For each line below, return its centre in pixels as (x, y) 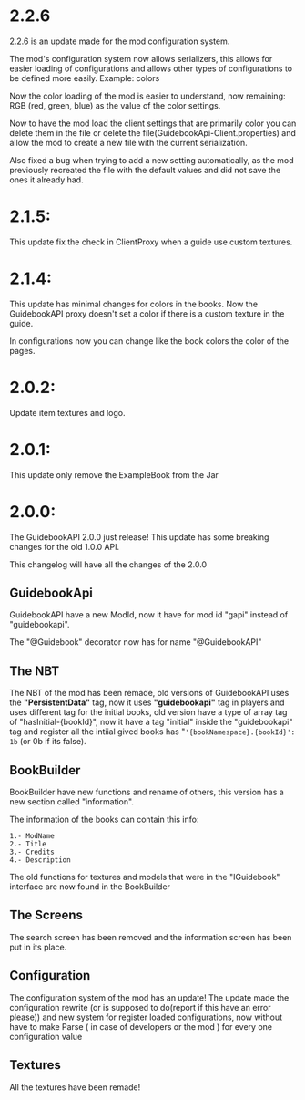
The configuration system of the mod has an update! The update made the (149, 997)
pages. (22, 350)
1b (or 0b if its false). (48, 742)
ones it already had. (46, 180)
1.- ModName (32, 836)
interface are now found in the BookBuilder (90, 887)
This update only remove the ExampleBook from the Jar (114, 474)
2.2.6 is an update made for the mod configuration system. (120, 41)
